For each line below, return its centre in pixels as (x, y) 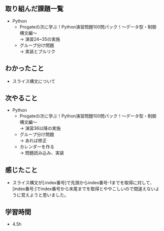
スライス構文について (34, 81)
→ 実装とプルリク (37, 51)
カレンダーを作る (37, 147)
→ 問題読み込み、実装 (42, 153)
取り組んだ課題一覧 (34, 9)
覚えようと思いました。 (45, 195)
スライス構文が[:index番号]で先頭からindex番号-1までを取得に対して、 (83, 183)
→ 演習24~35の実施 (40, 39)
